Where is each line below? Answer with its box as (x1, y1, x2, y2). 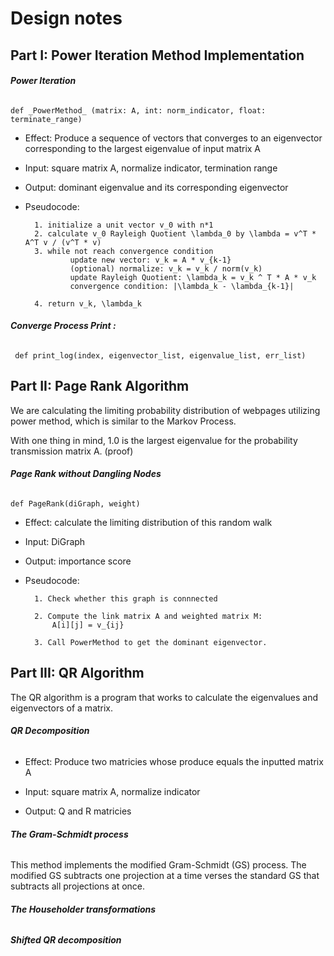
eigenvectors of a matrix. (10, 702, 114, 714)
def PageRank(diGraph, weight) (10, 499, 141, 509)
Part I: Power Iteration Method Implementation (10, 47, 305, 64)
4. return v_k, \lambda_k (34, 298, 142, 309)
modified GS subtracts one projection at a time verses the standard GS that (10, 870, 320, 882)
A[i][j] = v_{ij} (51, 620, 125, 630)
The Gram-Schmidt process (10, 828, 129, 840)
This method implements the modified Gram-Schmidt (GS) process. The (10, 859, 307, 871)
